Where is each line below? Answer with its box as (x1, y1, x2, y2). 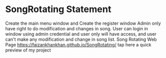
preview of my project (5, 47, 51, 53)
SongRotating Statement (5, 4, 112, 15)
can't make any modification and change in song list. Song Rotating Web (5, 36, 157, 42)
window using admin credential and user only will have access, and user (5, 31, 157, 37)
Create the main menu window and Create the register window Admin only (5, 20, 161, 26)
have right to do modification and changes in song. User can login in (5, 25, 148, 31)
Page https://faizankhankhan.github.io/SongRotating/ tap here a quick (5, 41, 151, 47)
